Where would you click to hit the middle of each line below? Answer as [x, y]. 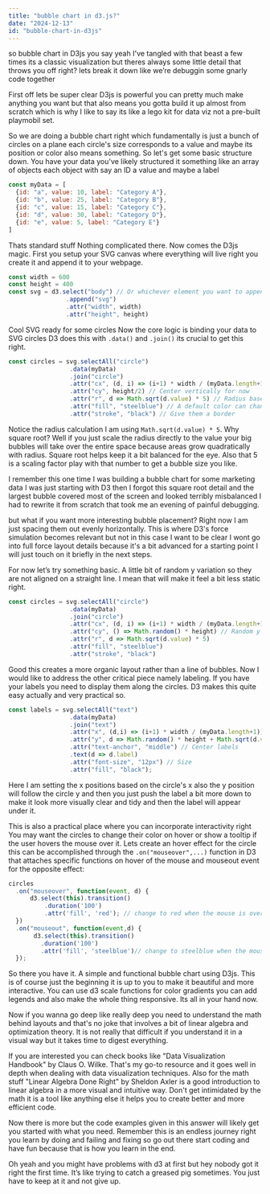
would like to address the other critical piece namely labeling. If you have [129, 678]
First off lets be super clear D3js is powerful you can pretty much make [126, 95]
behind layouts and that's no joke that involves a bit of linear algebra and [129, 1024]
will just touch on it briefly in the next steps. [80, 554]
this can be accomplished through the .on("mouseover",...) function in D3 [132, 851]
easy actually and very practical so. [67, 695]
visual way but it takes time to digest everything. [88, 1040]
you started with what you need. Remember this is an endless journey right [132, 1131]
